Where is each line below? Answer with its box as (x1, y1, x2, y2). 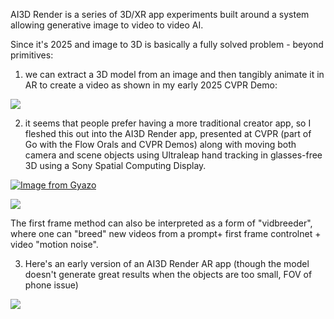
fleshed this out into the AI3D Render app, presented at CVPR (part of (24, 128, 312, 139)
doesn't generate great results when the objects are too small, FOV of (24, 269, 313, 280)
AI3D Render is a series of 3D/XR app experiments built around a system (10, 9, 310, 20)
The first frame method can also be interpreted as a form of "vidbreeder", (10, 217, 313, 229)
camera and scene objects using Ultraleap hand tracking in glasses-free (24, 149, 323, 161)
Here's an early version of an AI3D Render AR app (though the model (24, 258, 310, 269)
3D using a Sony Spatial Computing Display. (24, 160, 207, 171)
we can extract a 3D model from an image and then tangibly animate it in (24, 69, 325, 80)
